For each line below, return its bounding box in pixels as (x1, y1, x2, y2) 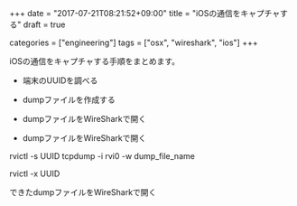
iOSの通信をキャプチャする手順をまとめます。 (9, 56, 181, 66)
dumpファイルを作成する (22, 94, 116, 105)
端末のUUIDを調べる (22, 75, 98, 86)
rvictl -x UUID (9, 168, 60, 179)
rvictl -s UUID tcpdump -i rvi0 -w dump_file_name (9, 151, 196, 161)
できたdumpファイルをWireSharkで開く (9, 187, 157, 197)
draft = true (23, 19, 66, 30)
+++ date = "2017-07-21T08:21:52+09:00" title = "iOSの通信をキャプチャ (9, 8, 281, 18)
